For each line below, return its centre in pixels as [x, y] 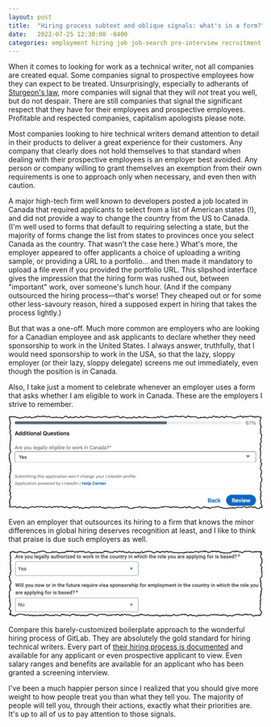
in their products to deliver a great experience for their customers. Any [125, 142]
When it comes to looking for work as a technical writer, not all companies [131, 67]
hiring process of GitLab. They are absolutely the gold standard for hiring [129, 638]
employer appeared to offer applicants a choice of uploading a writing [124, 253]
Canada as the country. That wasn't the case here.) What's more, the [123, 244]
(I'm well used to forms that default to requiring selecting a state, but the [129, 227]
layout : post [30, 17]
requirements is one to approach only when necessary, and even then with [132, 177]
